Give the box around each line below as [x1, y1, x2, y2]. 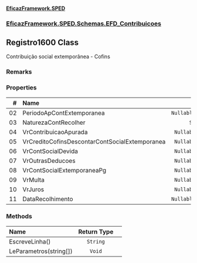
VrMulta [22, 175, 45, 184]
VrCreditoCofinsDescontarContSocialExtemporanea [22, 137, 166, 145]
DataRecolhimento [22, 195, 73, 203]
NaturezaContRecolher [22, 118, 86, 126]
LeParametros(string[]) [9, 247, 73, 255]
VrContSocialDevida [22, 147, 78, 155]
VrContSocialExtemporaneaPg [22, 166, 107, 174]
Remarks [6, 68, 32, 76]
